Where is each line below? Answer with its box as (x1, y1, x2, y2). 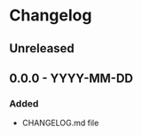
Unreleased (9, 41, 75, 56)
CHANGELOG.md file (21, 117, 99, 129)
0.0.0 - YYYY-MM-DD (9, 70, 133, 85)
